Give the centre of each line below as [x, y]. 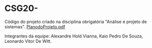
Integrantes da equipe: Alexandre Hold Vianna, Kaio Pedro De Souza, [74, 36]
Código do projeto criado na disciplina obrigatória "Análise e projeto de [76, 22]
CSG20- [21, 8]
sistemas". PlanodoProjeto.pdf [35, 26]
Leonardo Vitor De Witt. [28, 41]
